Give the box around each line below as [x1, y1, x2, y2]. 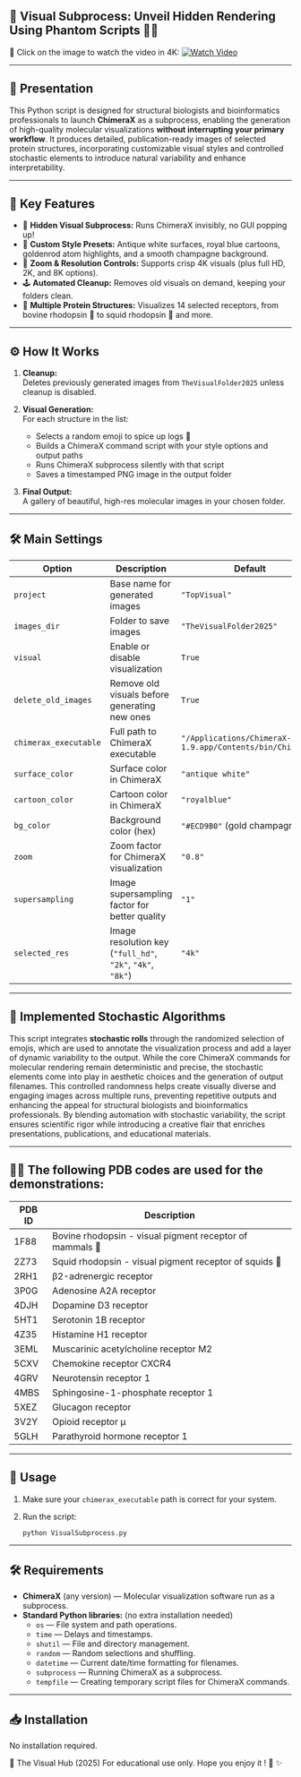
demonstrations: [9, 1177, 105, 1192]
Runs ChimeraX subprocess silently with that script [35, 459, 225, 470]
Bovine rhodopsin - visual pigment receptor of [52, 1229, 248, 1241]
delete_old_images [13, 695, 92, 706]
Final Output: [21, 486, 73, 497]
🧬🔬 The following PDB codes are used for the [9, 1163, 263, 1178]
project [13, 590, 47, 600]
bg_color [13, 820, 51, 831]
